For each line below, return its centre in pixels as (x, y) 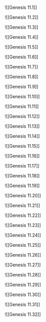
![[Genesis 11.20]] (23, 195)
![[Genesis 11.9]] (21, 87)
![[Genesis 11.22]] (23, 215)
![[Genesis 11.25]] (23, 245)
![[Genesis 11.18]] (22, 176)
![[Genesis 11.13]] (22, 126)
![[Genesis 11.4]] (22, 37)
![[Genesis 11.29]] (23, 285)
